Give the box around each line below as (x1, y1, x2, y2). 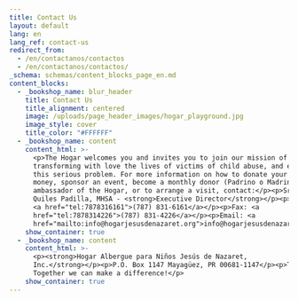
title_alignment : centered (25, 104, 125, 113)
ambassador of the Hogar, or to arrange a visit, (32, 186, 220, 195)
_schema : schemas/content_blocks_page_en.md (9, 71, 176, 80)
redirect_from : (9, 46, 66, 55)
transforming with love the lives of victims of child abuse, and (32, 162, 284, 170)
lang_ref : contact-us (9, 37, 90, 47)
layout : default (9, 21, 69, 30)
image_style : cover (25, 121, 98, 130)
